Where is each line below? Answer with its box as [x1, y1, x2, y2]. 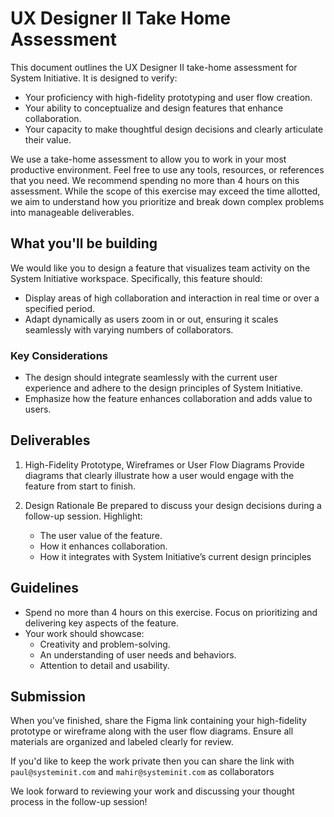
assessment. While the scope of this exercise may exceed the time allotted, [10, 185, 321, 197]
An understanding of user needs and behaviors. [39, 648, 237, 661]
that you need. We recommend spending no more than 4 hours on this [10, 174, 300, 186]
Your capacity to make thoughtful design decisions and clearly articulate [24, 123, 324, 135]
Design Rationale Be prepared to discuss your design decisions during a [24, 499, 322, 511]
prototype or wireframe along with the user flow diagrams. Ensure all [10, 725, 294, 737]
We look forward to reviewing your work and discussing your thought [10, 785, 295, 797]
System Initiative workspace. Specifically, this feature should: [10, 272, 263, 284]
